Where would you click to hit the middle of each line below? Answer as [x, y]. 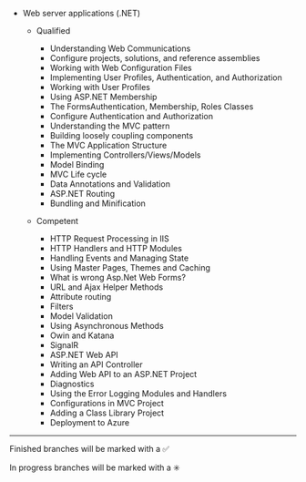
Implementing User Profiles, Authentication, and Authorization [166, 77]
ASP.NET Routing [82, 194]
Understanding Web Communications [120, 48]
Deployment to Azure [90, 422]
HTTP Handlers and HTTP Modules [116, 248]
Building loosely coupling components [122, 135]
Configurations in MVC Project [107, 403]
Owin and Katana [82, 335]
